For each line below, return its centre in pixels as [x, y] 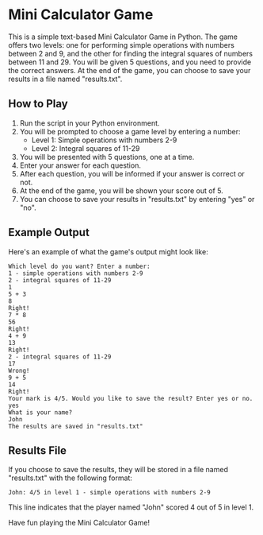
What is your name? [40, 412]
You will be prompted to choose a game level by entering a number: [130, 131]
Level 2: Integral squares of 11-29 [86, 148]
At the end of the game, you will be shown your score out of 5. [121, 190]
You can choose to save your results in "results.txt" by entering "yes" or [137, 199]
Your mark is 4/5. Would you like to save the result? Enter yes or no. [131, 398]
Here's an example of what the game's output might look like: [108, 251]
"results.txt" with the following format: [71, 478]
